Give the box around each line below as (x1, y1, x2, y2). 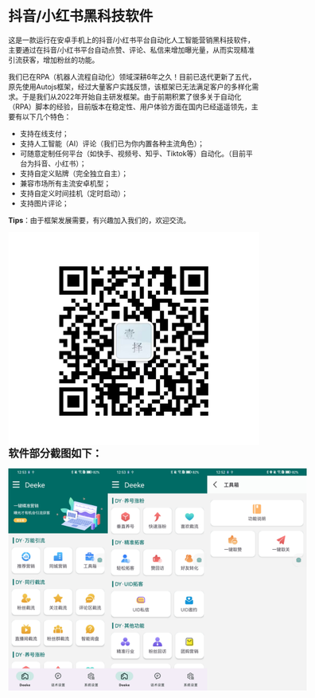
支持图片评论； (19, 198, 69, 208)
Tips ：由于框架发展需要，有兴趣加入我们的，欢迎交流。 (8, 215, 191, 225)
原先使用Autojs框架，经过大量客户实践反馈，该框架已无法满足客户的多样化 (8, 81, 252, 92)
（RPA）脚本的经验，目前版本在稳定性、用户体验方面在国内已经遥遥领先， (8, 101, 252, 112)
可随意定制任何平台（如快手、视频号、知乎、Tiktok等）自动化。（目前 (19, 148, 247, 158)
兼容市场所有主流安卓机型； (19, 178, 111, 188)
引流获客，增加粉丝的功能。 (8, 55, 99, 65)
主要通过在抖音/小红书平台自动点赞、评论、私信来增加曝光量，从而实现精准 (8, 45, 255, 54)
